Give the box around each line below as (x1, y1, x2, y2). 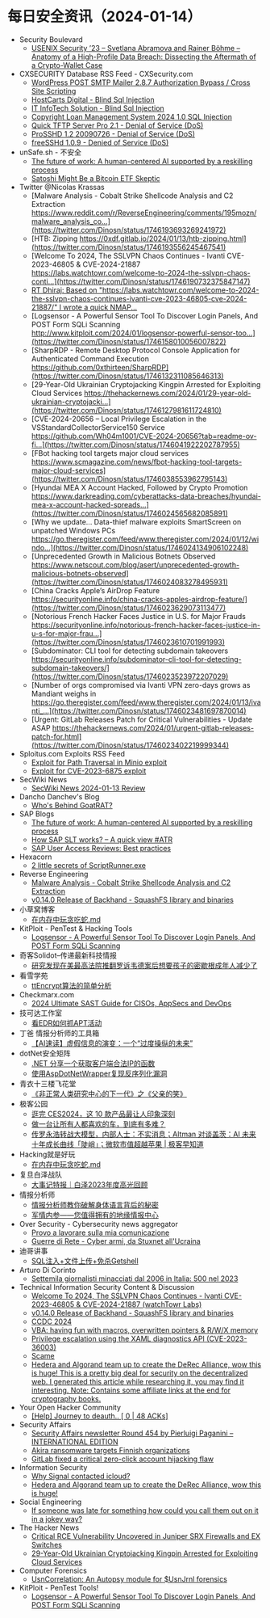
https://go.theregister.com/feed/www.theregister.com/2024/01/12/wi (31, 534, 260, 544)
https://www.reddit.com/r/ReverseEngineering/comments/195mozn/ (31, 208, 257, 217)
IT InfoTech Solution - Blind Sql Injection (31, 103, 164, 113)
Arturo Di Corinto (19, 1265, 77, 1275)
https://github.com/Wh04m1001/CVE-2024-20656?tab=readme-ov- (31, 431, 257, 440)
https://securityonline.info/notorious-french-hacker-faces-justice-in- (31, 620, 261, 630)
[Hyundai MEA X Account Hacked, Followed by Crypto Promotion (31, 482, 248, 492)
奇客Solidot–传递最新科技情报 (19, 950, 118, 960)
